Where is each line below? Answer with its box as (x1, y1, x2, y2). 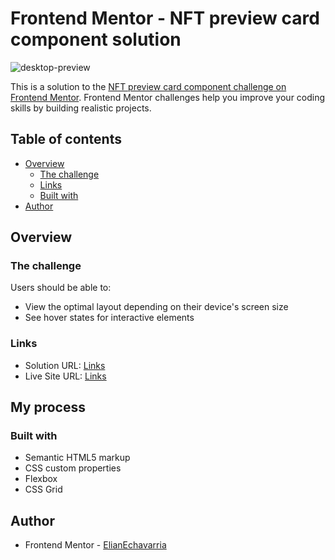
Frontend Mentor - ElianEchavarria (24, 539, 167, 551)
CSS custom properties (24, 462, 122, 474)
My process (10, 399, 86, 416)
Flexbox (24, 473, 58, 485)
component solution (10, 28, 182, 51)
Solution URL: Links (24, 359, 106, 371)
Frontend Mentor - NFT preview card (10, 7, 320, 30)
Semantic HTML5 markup (24, 452, 131, 464)
